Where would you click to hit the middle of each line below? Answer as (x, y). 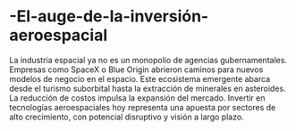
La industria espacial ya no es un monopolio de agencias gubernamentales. (148, 60)
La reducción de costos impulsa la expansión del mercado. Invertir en (137, 98)
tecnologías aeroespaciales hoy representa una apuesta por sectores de (143, 107)
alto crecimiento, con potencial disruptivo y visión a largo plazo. (127, 117)
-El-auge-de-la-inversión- (109, 16)
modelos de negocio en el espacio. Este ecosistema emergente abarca (140, 78)
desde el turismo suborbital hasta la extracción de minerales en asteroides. (148, 88)
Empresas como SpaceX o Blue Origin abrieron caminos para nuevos (136, 70)
